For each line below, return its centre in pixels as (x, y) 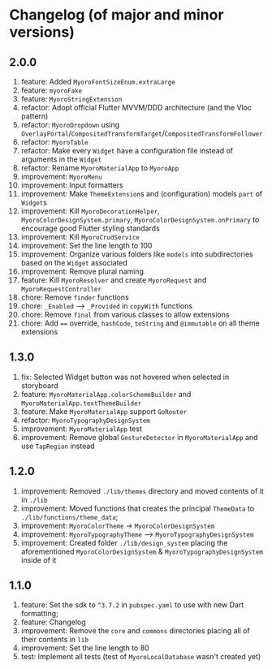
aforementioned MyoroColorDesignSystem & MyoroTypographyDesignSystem (142, 551)
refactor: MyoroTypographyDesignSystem (86, 420)
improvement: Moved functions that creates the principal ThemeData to (138, 508)
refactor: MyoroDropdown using (70, 125)
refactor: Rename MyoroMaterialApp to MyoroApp (100, 168)
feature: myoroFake (52, 90)
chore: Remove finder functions (75, 297)
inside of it (39, 560)
